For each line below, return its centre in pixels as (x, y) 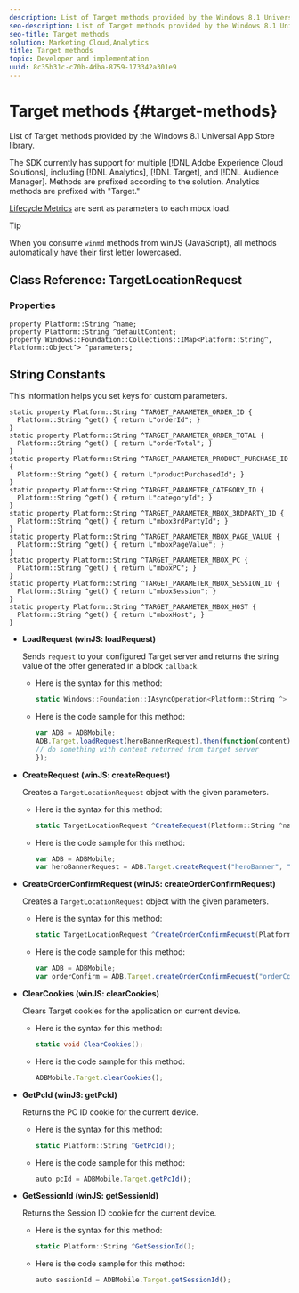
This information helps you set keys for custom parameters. (119, 396)
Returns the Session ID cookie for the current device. (119, 1213)
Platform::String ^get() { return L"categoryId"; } (115, 498)
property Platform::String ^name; (73, 324)
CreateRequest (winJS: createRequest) (96, 775)
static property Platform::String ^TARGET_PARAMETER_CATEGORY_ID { (137, 491)
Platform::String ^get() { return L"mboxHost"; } (111, 615)
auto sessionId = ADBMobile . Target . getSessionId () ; (133, 1280)
